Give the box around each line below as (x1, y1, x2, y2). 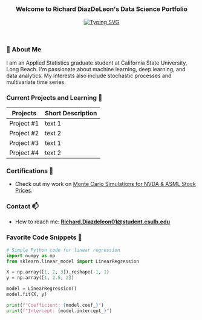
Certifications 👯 (6, 167, 54, 175)
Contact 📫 (6, 202, 39, 211)
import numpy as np (6, 252, 56, 258)
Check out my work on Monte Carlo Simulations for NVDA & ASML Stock (15, 181, 197, 188)
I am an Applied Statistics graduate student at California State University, (6, 59, 187, 66)
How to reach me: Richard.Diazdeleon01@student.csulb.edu (15, 218, 171, 225)
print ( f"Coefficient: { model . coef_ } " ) (6, 302, 104, 308)
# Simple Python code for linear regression (6, 247, 120, 253)
